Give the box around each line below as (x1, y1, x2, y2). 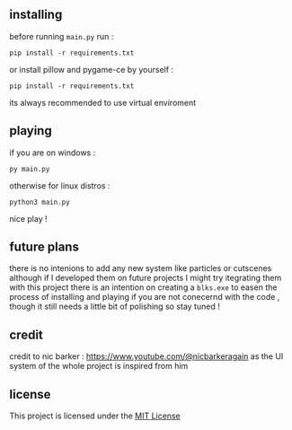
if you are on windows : (9, 147, 96, 158)
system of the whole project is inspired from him (9, 361, 189, 372)
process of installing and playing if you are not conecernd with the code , (9, 292, 280, 303)
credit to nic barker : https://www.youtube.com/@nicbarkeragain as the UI (9, 351, 284, 362)
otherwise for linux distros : (9, 180, 111, 191)
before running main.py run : (9, 31, 114, 41)
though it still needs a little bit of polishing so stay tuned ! (9, 301, 220, 312)
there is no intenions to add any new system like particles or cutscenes (9, 263, 272, 274)
